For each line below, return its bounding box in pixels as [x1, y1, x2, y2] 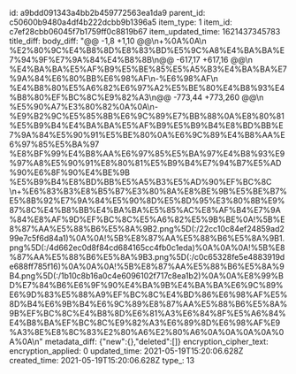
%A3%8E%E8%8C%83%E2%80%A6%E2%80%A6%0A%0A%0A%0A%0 [9, 327, 285, 337]
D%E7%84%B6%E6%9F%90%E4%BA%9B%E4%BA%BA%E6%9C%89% [9, 280, 285, 290]
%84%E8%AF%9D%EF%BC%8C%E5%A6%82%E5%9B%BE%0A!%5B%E [9, 214, 285, 225]
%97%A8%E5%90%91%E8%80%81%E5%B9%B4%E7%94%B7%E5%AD [9, 158, 282, 168]
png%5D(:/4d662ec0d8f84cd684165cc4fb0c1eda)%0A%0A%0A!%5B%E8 [9, 242, 285, 253]
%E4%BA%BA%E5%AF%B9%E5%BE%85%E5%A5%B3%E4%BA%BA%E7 [9, 64, 287, 74]
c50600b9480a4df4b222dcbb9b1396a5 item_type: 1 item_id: [9, 17, 232, 27]
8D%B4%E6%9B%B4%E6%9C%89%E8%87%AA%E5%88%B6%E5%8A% [9, 299, 288, 309]
